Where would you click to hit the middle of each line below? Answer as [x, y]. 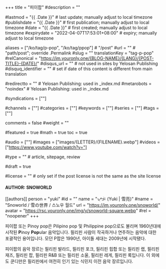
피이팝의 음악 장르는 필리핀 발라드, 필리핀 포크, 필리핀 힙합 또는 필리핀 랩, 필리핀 [82, 249]
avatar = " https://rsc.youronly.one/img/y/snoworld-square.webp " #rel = [78, 211]
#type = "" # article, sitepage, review [43, 157]
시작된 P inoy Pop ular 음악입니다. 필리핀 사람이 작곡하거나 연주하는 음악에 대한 [81, 232]
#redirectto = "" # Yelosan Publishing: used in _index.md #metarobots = [79, 84]
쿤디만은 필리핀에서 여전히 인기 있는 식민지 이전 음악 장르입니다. [72, 262]
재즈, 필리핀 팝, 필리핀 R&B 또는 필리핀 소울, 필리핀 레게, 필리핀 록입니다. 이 [78, 255]
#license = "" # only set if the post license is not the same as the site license [83, 176]
